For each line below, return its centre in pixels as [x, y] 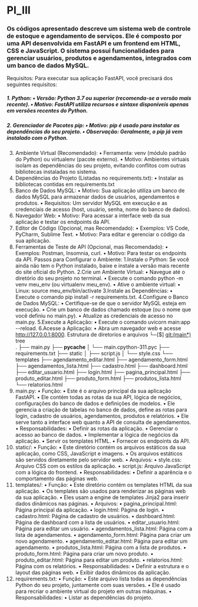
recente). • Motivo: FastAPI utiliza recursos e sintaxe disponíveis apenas [98, 104]
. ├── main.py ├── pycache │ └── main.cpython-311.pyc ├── [92, 347]
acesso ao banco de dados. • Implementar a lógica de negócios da [97, 434]
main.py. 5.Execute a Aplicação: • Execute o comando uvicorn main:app [103, 322]
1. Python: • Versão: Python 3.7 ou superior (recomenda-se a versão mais [99, 98]
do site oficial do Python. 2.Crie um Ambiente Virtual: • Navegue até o [100, 272]
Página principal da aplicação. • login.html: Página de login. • [90, 510]
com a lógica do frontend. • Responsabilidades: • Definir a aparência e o [103, 472]
